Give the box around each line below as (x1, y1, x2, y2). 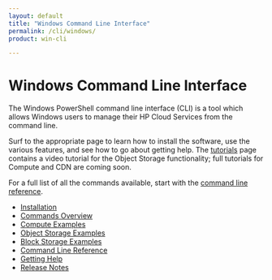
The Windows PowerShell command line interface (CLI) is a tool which (8, 103, 244, 114)
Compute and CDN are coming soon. (8, 162, 132, 172)
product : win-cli (8, 34, 67, 43)
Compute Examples (19, 220, 86, 230)
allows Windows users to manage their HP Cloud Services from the (8, 112, 233, 122)
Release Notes (19, 263, 69, 273)
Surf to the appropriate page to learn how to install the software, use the (8, 136, 250, 146)
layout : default (8, 11, 63, 20)
